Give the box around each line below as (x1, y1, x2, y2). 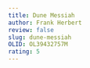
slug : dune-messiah (8, 33, 72, 41)
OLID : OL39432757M (8, 41, 68, 48)
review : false (8, 26, 55, 34)
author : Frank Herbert (8, 19, 82, 27)
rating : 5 (8, 48, 41, 55)
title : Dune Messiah (8, 11, 76, 20)
